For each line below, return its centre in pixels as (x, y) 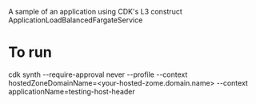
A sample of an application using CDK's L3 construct (95, 12)
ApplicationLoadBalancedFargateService (76, 20)
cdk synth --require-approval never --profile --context (98, 74)
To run (30, 52)
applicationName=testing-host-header (72, 91)
